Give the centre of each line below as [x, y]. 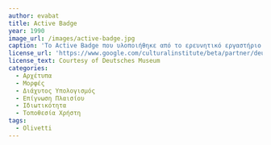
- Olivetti [34, 128]
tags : [17, 121]
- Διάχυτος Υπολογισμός [55, 91]
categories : [28, 68]
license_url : [30, 53]
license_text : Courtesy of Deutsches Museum [84, 61]
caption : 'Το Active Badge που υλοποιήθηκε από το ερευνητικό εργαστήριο [135, 46]
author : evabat [34, 16]
